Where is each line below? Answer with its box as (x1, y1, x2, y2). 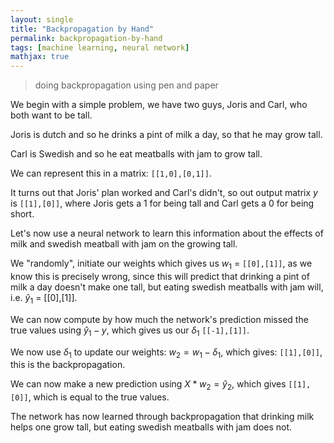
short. (10, 208, 35, 220)
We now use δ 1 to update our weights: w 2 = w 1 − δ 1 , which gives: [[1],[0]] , (10, 346, 323, 360)
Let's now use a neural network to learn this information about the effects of (10, 227, 324, 240)
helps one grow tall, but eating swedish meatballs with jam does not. (10, 421, 293, 433)
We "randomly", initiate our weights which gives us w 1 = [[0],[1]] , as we (10, 257, 313, 271)
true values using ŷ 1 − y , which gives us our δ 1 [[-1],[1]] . (10, 324, 250, 338)
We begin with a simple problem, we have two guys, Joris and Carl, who (10, 99, 308, 111)
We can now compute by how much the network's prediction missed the (10, 313, 309, 325)
